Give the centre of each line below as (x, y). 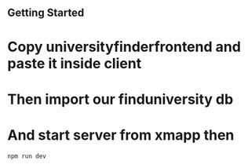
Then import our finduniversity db (120, 99)
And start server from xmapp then (121, 135)
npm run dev (27, 156)
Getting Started (46, 13)
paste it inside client (75, 63)
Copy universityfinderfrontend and (124, 47)
